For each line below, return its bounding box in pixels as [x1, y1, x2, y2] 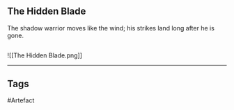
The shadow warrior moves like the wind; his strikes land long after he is [7, 24, 214, 32]
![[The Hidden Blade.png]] [7, 51, 82, 59]
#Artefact [7, 96, 35, 104]
